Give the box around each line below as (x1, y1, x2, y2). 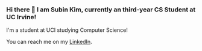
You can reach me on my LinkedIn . (6, 38, 92, 46)
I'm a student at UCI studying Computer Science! (6, 26, 128, 34)
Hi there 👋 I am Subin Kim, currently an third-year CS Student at (6, 5, 196, 14)
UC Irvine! (6, 13, 37, 21)
